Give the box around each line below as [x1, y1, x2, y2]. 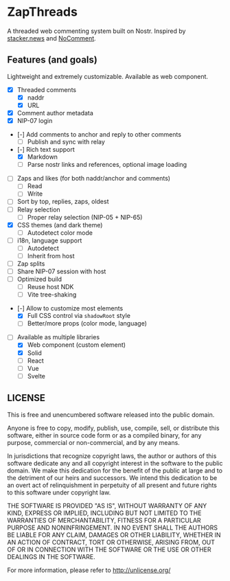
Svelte [27, 372, 46, 380]
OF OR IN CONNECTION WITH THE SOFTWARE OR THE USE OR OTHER [7, 545, 211, 554]
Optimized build [16, 275, 62, 284]
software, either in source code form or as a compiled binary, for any [7, 431, 202, 440]
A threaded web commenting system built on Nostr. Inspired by [7, 27, 186, 35]
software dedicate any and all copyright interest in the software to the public [7, 459, 223, 467]
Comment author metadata [16, 109, 94, 117]
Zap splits [16, 259, 45, 268]
